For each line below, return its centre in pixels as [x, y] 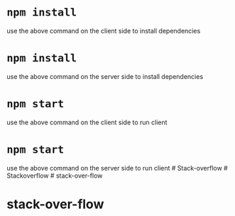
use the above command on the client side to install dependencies [104, 31]
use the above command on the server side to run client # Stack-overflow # [117, 168]
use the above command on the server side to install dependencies [105, 76]
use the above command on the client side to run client [87, 122]
